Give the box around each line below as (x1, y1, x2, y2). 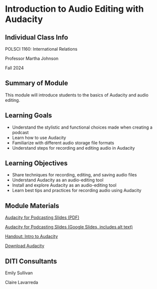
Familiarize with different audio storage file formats (12, 140, 114, 146)
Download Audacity (5, 243, 45, 249)
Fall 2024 (5, 65, 24, 71)
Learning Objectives (5, 159, 68, 168)
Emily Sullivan (5, 270, 33, 276)
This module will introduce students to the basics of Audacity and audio (5, 92, 149, 98)
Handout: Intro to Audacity (5, 233, 58, 239)
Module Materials (5, 201, 59, 210)
